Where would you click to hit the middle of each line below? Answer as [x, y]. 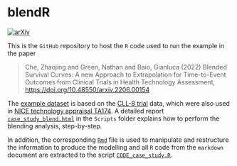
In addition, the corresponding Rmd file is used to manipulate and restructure [118, 140]
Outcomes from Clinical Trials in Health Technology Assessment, [120, 82]
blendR [29, 12]
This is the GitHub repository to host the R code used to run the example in [116, 45]
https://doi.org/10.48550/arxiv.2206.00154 [87, 89]
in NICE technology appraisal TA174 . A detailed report [86, 111]
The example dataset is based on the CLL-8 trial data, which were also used [118, 103]
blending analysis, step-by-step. [55, 126]
